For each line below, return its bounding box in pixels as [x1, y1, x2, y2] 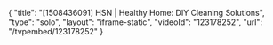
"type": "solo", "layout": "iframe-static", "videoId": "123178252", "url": [8, 17, 263, 27]
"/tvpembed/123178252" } [8, 26, 104, 36]
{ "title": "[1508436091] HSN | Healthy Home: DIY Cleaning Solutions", [8, 8, 265, 18]
